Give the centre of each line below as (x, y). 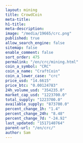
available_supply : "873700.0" (37, 104)
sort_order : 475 (22, 57)
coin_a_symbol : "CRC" (28, 66)
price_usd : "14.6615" (28, 81)
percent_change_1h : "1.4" (33, 109)
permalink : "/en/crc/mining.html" (42, 62)
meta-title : (18, 19)
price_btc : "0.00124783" (32, 85)
